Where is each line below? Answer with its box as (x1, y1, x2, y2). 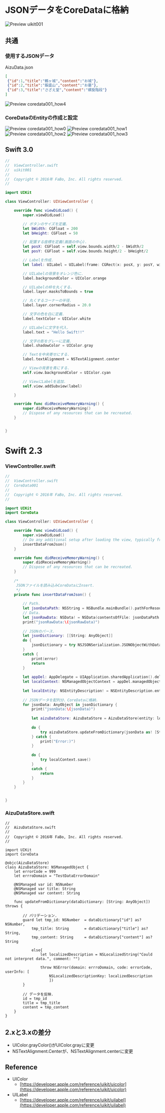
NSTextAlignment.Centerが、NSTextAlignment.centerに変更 (12, 1048, 134, 1054)
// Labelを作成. (23, 258, 54, 263)
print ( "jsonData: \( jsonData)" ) (31, 706, 96, 712)
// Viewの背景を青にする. (23, 366, 70, 371)
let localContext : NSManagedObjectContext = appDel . (23, 679, 133, 684)
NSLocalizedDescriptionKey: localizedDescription (49, 974, 153, 979)
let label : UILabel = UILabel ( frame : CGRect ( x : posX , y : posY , (23, 262, 155, 267)
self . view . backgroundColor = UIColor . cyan (23, 370, 111, 375)
